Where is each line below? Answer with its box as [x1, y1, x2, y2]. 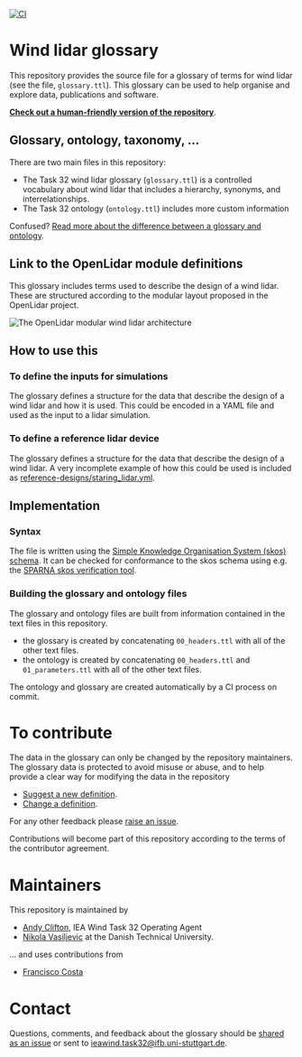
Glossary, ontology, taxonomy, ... [9, 133, 200, 148]
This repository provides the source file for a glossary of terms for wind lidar [9, 70, 293, 80]
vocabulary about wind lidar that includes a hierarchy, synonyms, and [22, 183, 281, 194]
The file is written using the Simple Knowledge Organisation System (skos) [9, 546, 287, 557]
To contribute [9, 722, 113, 743]
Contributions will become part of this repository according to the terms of [9, 833, 286, 844]
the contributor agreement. [9, 843, 110, 854]
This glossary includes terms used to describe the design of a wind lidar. [9, 280, 279, 291]
